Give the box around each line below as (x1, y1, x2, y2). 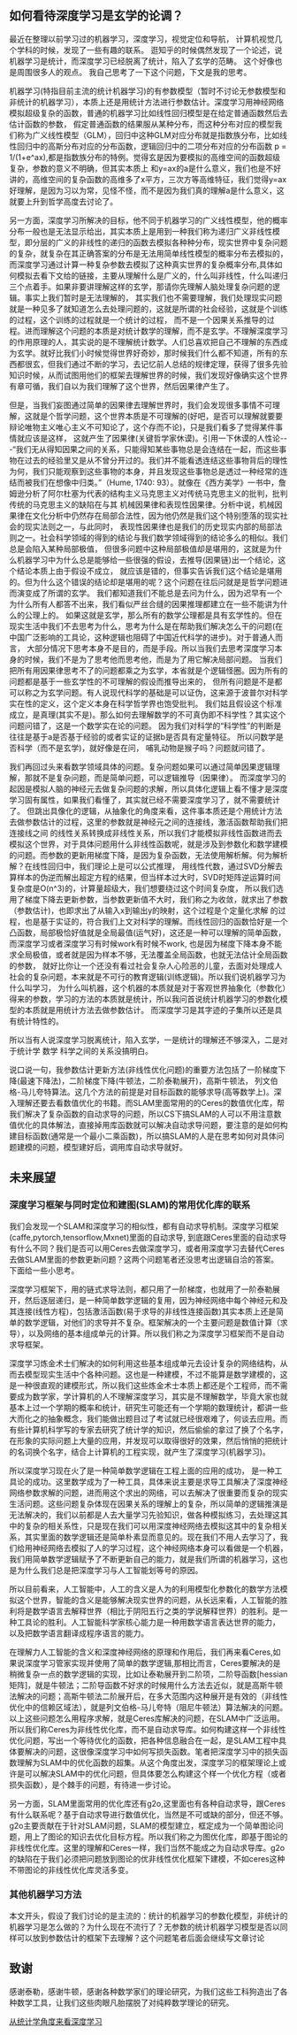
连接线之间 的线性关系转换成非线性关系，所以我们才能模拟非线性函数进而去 (9, 827, 283, 838)
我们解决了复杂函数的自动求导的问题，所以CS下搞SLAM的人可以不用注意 (9, 1109, 274, 1119)
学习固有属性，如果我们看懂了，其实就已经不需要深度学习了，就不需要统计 (9, 795, 280, 805)
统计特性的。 (16, 1016, 64, 1026)
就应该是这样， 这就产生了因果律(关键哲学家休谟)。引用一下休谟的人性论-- (16, 433, 288, 443)
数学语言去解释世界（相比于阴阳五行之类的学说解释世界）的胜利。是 (32, 1605, 280, 1616)
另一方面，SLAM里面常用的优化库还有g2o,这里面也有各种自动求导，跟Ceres (9, 1798, 286, 1808)
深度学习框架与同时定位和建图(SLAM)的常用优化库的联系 (9, 1199, 251, 1211)
